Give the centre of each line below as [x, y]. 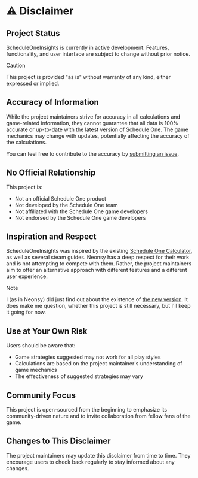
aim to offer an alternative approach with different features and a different [97, 270]
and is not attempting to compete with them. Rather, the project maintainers [99, 264]
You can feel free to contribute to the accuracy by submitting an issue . [92, 153]
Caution [16, 65]
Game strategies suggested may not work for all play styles [88, 357]
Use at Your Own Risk [47, 331]
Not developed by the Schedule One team [66, 205]
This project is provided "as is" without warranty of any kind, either [89, 77]
